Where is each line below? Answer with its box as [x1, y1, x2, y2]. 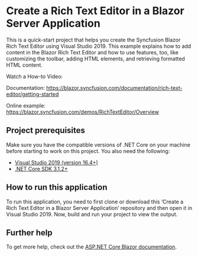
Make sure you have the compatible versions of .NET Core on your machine [6, 141, 191, 148]
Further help [6, 228, 53, 238]
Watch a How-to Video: [6, 73, 63, 80]
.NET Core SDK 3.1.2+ [14, 165, 68, 172]
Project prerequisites [6, 125, 86, 135]
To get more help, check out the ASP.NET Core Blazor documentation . [6, 244, 177, 251]
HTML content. [6, 61, 43, 69]
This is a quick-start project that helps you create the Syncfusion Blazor [6, 36, 181, 43]
